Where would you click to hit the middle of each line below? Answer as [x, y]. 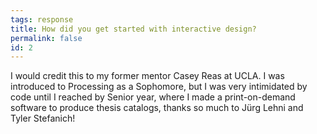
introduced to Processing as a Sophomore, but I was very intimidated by [159, 87]
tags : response [42, 19]
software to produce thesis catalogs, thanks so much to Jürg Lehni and [157, 108]
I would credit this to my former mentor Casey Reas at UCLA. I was [147, 76]
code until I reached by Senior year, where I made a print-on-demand [153, 97]
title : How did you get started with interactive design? [133, 29]
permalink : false [46, 38]
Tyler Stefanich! [43, 118]
